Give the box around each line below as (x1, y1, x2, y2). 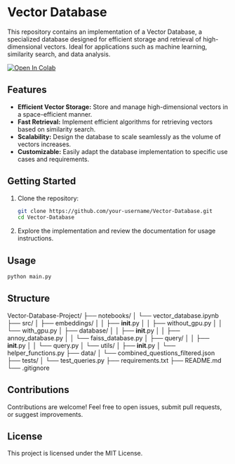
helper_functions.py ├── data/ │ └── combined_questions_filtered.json (7, 349, 215, 357)
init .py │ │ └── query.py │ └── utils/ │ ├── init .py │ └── (7, 341, 176, 349)
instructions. (17, 234, 54, 243)
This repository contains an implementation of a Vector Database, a (7, 27, 202, 36)
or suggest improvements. (7, 410, 83, 418)
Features (7, 84, 47, 96)
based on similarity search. (17, 124, 96, 134)
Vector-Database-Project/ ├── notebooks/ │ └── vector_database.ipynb (7, 311, 220, 320)
